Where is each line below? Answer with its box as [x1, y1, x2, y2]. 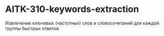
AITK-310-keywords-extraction [5, 3, 139, 15]
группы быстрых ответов [5, 25, 59, 31]
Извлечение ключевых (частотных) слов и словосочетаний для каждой [5, 20, 159, 26]
